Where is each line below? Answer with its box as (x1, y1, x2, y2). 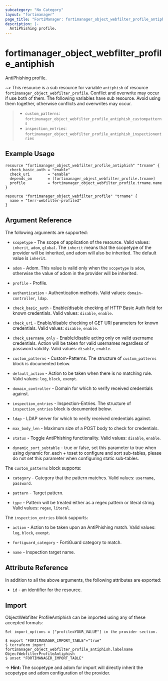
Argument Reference (5, 216, 72, 225)
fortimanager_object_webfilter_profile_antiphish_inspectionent (24, 131, 162, 137)
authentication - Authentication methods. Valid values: (12, 290, 126, 296)
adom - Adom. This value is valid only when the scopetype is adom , (12, 264, 145, 271)
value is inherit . (12, 255, 47, 261)
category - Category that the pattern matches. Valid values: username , (12, 475, 155, 481)
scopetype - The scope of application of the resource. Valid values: (12, 239, 150, 245)
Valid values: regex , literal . (12, 505, 71, 511)
